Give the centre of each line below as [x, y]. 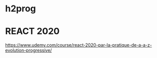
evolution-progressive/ [29, 51]
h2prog [21, 9]
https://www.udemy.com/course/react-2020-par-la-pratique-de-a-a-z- [78, 45]
